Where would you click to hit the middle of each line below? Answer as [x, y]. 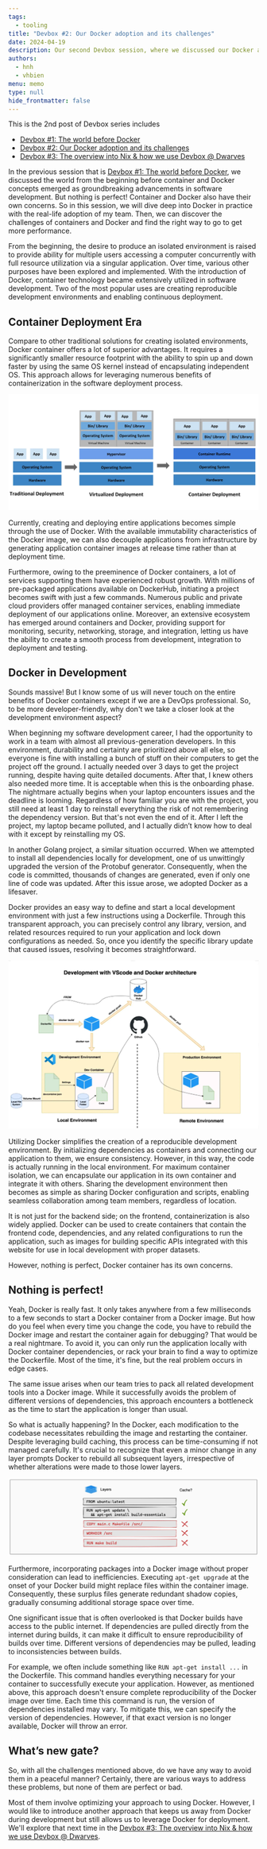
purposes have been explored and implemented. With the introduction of [127, 272]
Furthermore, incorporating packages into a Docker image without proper [128, 1569]
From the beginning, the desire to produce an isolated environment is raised [132, 246]
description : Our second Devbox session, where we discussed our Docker [131, 50]
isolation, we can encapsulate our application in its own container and [122, 1175]
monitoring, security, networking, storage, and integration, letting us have [128, 631]
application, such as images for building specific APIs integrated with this [128, 1241]
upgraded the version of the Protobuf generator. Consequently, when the [128, 866]
